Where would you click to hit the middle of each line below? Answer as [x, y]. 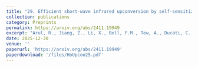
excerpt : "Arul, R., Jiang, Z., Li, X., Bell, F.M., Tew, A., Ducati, [95, 33]
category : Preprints [32, 22]
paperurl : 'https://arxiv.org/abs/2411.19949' [64, 50]
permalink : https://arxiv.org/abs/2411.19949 [63, 28]
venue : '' [18, 44]
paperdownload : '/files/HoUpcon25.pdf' [55, 55]
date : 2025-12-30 [27, 38]
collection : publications [38, 17]
